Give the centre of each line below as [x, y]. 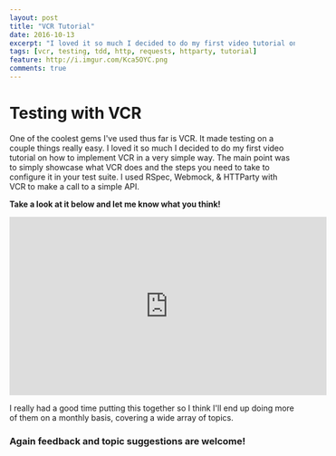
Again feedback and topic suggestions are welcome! [128, 441]
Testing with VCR [76, 113]
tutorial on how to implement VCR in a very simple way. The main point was [150, 157]
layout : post [34, 18]
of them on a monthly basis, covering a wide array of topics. [121, 417]
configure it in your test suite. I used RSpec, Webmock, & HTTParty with [144, 177]
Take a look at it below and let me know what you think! [115, 204]
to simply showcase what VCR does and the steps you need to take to [139, 167]
